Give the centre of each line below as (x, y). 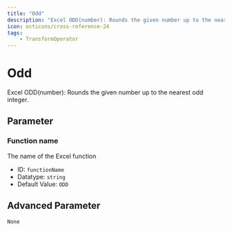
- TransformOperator (49, 39)
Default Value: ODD (43, 184)
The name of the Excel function (52, 156)
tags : (15, 33)
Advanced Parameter (54, 206)
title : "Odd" (26, 13)
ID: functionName (40, 169)
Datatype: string (41, 177)
